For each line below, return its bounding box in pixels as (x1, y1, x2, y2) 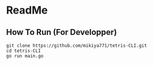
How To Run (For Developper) (6, 27, 117, 37)
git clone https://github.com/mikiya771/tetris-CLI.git (6, 43, 147, 48)
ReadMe (6, 4, 48, 17)
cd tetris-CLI (6, 48, 42, 54)
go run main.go (6, 53, 44, 59)
